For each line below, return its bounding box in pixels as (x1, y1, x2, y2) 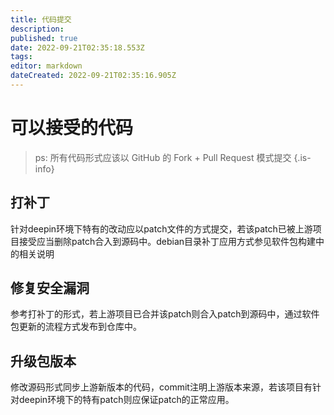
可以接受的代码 (10, 117, 134, 140)
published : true (10, 33, 78, 43)
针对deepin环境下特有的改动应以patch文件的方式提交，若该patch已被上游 (10, 222, 313, 235)
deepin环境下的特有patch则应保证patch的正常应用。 (18, 394, 235, 406)
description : (10, 24, 65, 34)
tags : (10, 52, 33, 62)
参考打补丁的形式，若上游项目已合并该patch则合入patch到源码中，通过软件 (10, 308, 320, 320)
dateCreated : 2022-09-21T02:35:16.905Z (10, 71, 177, 81)
